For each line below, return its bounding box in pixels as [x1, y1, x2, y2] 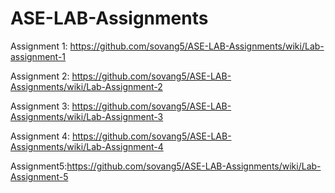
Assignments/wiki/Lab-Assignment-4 [10, 140, 164, 152]
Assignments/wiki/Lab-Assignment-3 [10, 110, 164, 122]
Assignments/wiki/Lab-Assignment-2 [10, 80, 163, 92]
